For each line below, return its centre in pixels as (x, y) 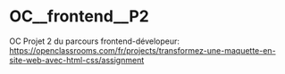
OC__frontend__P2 (79, 16)
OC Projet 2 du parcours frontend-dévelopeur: (95, 41)
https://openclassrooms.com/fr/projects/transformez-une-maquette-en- (142, 50)
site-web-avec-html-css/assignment (77, 60)
